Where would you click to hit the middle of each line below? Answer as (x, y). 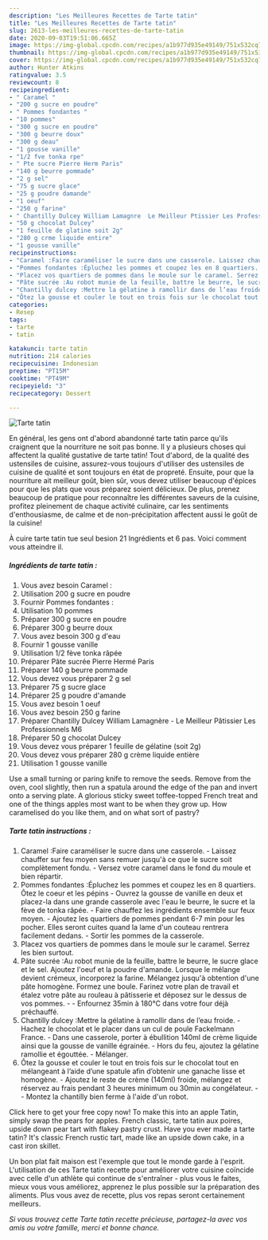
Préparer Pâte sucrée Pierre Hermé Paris (87, 662)
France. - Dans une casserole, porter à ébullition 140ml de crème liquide (139, 1037)
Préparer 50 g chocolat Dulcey (71, 738)
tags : (18, 320)
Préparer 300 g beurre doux (67, 628)
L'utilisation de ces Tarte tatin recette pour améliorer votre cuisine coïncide (132, 1170)
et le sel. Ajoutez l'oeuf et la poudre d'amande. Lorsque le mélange (130, 970)
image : (20, 45)
